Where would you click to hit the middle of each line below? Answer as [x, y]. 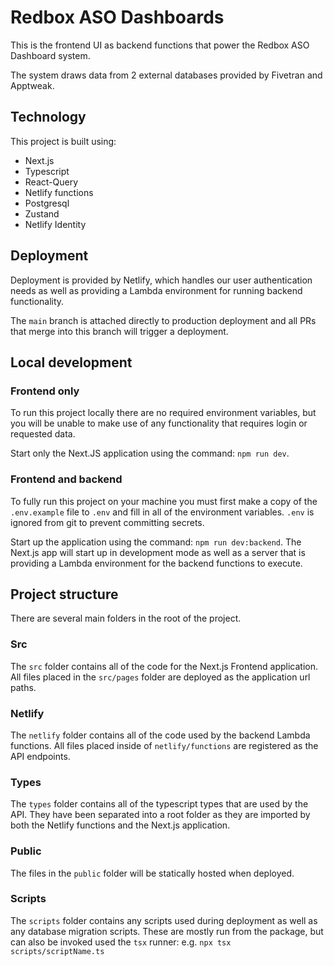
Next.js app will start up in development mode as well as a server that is [158, 552]
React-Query [51, 182]
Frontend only [45, 391]
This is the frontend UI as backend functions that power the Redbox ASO [160, 45]
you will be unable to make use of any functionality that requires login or [159, 423]
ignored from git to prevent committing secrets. [107, 522]
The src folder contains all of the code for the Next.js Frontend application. [164, 666]
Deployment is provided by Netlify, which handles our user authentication [161, 280]
